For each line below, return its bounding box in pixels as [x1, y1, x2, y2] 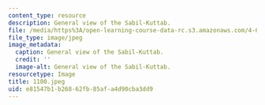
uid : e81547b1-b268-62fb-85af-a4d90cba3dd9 [8, 84, 154, 93]
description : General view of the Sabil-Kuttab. [8, 19, 171, 27]
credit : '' [15, 56, 51, 64]
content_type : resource [8, 11, 87, 20]
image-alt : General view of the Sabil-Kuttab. [15, 63, 171, 71]
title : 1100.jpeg [8, 77, 65, 85]
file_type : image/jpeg [8, 33, 83, 42]
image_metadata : [8, 41, 62, 49]
